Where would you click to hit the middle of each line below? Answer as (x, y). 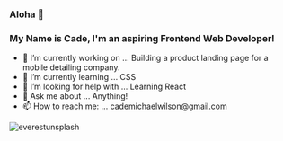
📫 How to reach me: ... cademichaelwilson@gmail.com (124, 106)
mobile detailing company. (71, 67)
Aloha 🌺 (27, 14)
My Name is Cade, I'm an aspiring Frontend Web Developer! (142, 38)
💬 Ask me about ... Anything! (75, 96)
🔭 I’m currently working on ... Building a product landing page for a (145, 58)
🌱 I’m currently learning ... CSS (79, 77)
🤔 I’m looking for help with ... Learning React (104, 87)
